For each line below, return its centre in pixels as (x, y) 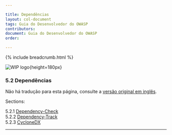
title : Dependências (27, 14)
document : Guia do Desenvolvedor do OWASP (51, 34)
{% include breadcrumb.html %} (39, 57)
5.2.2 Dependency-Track (31, 117)
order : (12, 38)
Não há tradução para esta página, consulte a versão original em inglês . (81, 92)
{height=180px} (46, 67)
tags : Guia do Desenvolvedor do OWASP (47, 24)
